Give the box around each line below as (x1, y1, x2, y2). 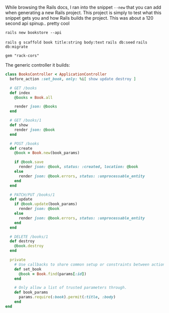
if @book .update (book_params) (14, 201, 78, 206)
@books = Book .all (14, 95, 53, 100)
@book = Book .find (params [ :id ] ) (18, 271, 87, 277)
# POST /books (10, 141, 39, 146)
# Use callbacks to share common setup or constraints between (14, 262, 150, 267)
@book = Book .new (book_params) (14, 150, 80, 155)
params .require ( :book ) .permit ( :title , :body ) (18, 295, 116, 300)
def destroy (10, 239, 35, 244)
